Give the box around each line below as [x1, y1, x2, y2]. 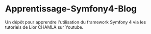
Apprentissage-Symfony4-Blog [5, 3, 137, 14]
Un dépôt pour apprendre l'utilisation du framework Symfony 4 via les [5, 19, 146, 25]
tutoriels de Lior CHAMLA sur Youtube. [5, 24, 84, 30]
